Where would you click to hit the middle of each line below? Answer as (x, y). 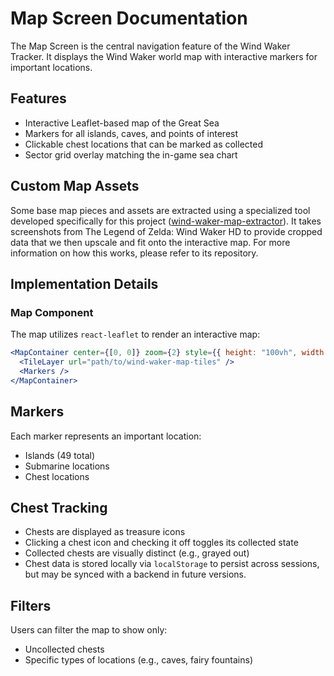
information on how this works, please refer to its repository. (134, 253)
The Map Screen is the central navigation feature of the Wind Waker (150, 46)
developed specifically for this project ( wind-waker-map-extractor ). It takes (166, 221)
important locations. (51, 67)
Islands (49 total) (59, 455)
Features (38, 98)
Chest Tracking (59, 507)
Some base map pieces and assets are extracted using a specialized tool (160, 210)
